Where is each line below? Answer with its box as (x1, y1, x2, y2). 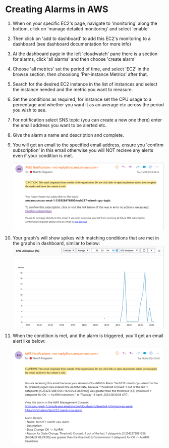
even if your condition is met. (12, 152, 73, 158)
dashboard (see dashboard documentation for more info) (12, 40, 131, 47)
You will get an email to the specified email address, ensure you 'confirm (12, 142, 164, 148)
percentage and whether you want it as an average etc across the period (12, 101, 164, 107)
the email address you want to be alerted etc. (12, 122, 107, 128)
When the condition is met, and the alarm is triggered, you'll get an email (12, 333, 164, 339)
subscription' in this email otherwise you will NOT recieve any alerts (12, 147, 154, 153)
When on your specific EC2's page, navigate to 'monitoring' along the (12, 20, 157, 26)
